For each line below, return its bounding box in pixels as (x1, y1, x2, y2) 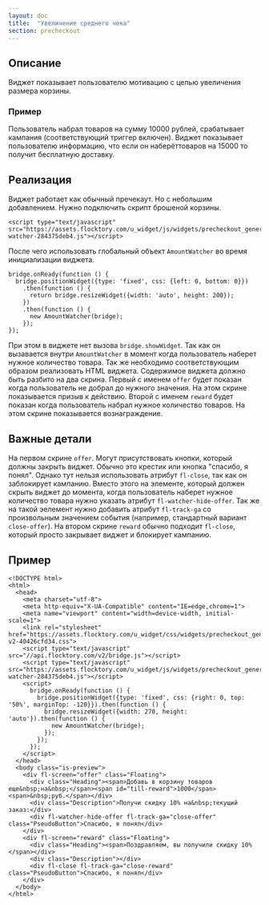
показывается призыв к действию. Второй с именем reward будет (8, 392, 234, 402)
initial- (205, 609, 235, 617)
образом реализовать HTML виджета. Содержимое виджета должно (8, 366, 246, 376)
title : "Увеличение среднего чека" (8, 19, 130, 27)
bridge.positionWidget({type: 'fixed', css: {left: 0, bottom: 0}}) (15, 277, 249, 285)
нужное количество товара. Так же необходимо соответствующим (8, 358, 239, 367)
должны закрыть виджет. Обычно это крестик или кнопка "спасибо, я (8, 462, 248, 471)
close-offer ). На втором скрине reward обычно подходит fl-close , (8, 522, 236, 531)
